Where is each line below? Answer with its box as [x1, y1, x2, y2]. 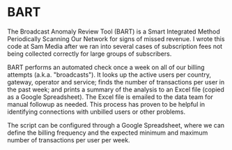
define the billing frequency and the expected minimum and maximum [7, 128, 208, 137]
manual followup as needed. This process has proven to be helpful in [7, 100, 206, 108]
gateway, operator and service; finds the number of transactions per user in [7, 77, 225, 86]
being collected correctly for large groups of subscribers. [7, 50, 172, 58]
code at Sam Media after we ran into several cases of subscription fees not [7, 42, 223, 50]
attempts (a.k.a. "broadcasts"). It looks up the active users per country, [7, 70, 211, 79]
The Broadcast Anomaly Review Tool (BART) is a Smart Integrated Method [7, 27, 221, 36]
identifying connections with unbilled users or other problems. [7, 107, 186, 116]
